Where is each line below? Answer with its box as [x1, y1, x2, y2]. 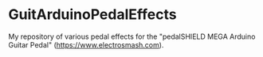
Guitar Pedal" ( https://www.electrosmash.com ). [8, 40, 164, 49]
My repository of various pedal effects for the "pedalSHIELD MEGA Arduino [8, 32, 256, 41]
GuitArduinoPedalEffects [8, 6, 177, 24]
